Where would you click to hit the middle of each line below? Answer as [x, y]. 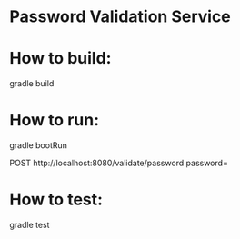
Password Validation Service [120, 17]
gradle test [30, 225]
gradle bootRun [39, 145]
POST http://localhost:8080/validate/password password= [119, 163]
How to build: [60, 59]
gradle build [32, 84]
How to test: [56, 199]
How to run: [55, 120]
